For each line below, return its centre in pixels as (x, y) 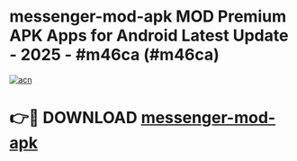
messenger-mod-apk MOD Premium (148, 17)
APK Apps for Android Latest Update (149, 36)
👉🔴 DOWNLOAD (73, 118)
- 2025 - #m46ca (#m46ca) (115, 55)
